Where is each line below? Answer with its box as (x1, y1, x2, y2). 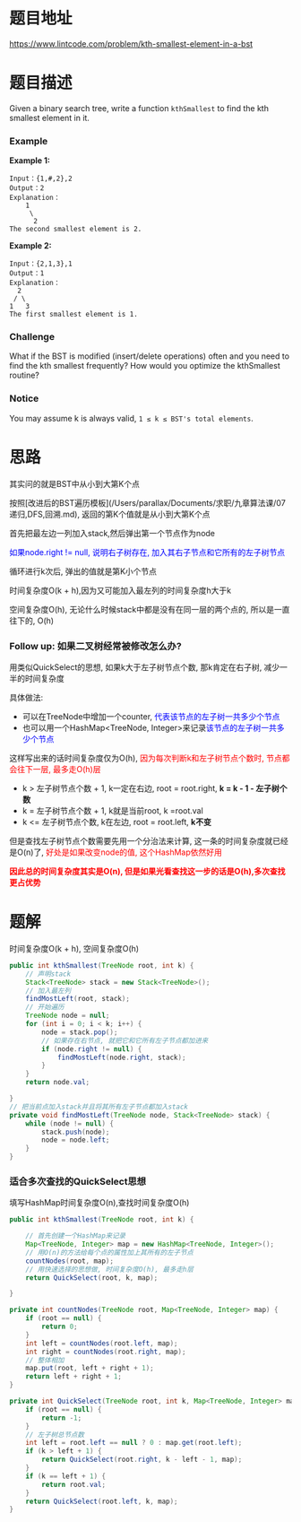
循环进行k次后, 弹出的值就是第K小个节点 (9, 566, 158, 577)
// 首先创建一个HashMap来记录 (25, 1231, 126, 1240)
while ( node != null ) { (25, 1118, 115, 1128)
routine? (9, 370, 40, 381)
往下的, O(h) (9, 615, 55, 626)
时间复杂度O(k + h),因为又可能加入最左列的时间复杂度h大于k (9, 585, 232, 596)
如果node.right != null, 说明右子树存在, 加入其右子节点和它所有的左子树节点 (9, 546, 286, 557)
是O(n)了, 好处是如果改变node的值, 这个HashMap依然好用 (9, 847, 222, 857)
